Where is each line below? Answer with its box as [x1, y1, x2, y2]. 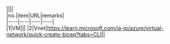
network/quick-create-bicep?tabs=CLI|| [6, 31, 105, 38]
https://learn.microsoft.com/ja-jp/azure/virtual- [47, 24, 164, 32]
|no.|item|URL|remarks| [6, 12, 65, 19]
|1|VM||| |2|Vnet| [6, 24, 48, 32]
